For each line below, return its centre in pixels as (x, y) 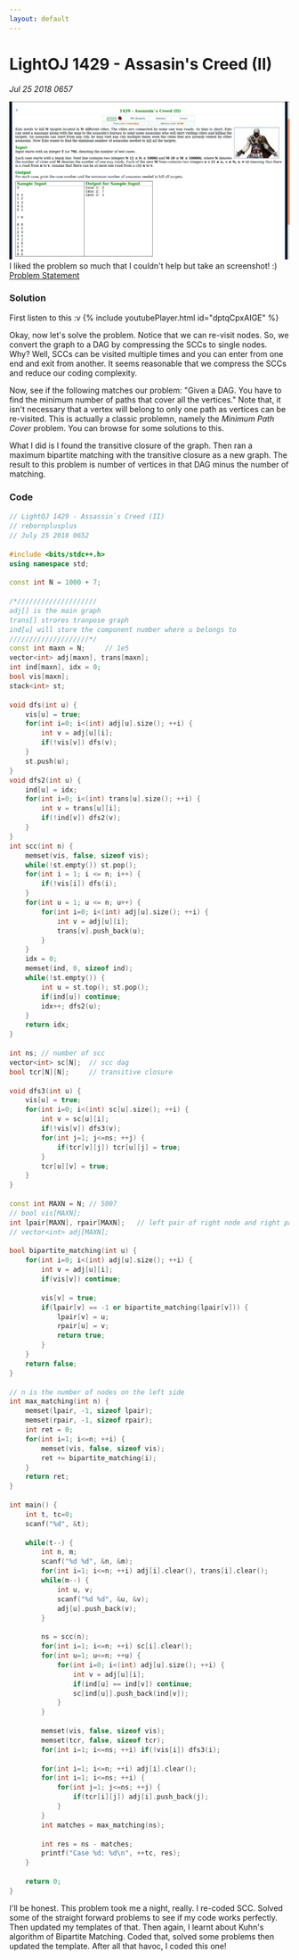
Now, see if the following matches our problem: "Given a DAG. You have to (145, 390)
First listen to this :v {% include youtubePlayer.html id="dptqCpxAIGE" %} (144, 318)
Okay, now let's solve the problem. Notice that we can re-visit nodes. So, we (149, 335)
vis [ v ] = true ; (69, 1298)
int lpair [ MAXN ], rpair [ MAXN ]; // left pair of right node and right (145, 1223)
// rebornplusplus (43, 527)
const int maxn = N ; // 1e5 (69, 648)
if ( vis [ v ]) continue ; (81, 1279)
